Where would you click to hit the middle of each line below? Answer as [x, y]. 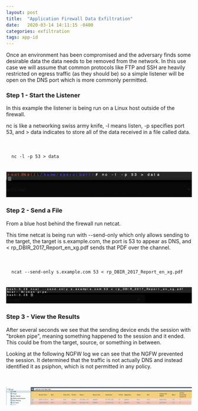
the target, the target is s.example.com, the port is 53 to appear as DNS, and [99, 241]
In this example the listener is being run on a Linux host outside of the [90, 108]
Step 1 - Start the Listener [43, 96]
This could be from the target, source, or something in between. [84, 342]
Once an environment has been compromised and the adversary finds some [99, 55]
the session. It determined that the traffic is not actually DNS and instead [94, 360]
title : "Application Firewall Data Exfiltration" [70, 19]
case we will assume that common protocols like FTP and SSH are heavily [96, 67]
